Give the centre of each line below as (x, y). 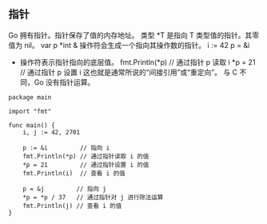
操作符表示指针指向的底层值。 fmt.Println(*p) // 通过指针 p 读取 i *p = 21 (137, 62)
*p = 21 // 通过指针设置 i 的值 (86, 165)
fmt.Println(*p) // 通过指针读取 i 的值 (86, 156)
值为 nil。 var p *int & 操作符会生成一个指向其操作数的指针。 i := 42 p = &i (129, 45)
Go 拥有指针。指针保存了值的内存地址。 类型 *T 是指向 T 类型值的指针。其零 (134, 35)
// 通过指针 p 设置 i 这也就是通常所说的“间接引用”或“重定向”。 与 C (129, 72)
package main (30, 97)
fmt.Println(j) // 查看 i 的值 (72, 206)
